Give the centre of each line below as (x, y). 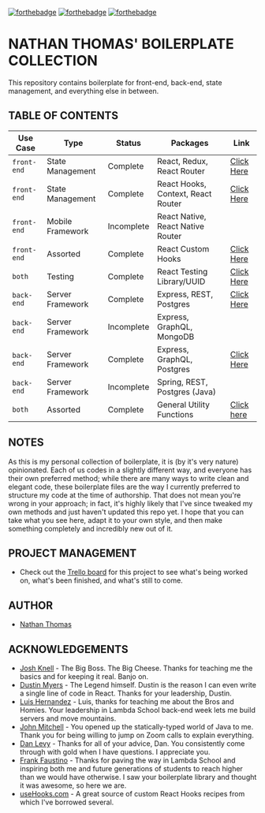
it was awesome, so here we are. (73, 785)
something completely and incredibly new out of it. (91, 528)
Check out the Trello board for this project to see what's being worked (134, 572)
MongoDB (175, 337)
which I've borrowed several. (67, 802)
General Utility (183, 405)
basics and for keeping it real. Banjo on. (84, 677)
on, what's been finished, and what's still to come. (101, 580)
